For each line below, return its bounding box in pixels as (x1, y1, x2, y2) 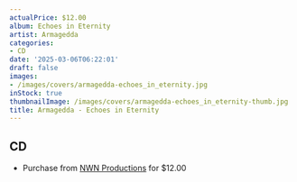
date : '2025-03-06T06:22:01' (9, 55, 119, 64)
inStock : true (9, 88, 63, 97)
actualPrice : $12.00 (9, 13, 88, 23)
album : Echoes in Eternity (9, 22, 111, 31)
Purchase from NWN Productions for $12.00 (22, 163, 187, 174)
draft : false (9, 64, 59, 73)
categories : (9, 38, 54, 48)
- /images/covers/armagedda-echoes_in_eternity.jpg (9, 80, 208, 89)
